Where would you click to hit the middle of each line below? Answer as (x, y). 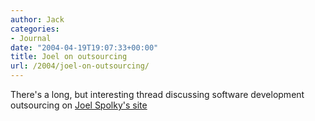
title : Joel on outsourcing (69, 57)
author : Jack (37, 19)
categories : (35, 29)
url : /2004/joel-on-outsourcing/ (80, 66)
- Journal (31, 38)
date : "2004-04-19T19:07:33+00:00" (84, 47)
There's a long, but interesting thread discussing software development (157, 94)
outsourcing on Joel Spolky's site (79, 105)
